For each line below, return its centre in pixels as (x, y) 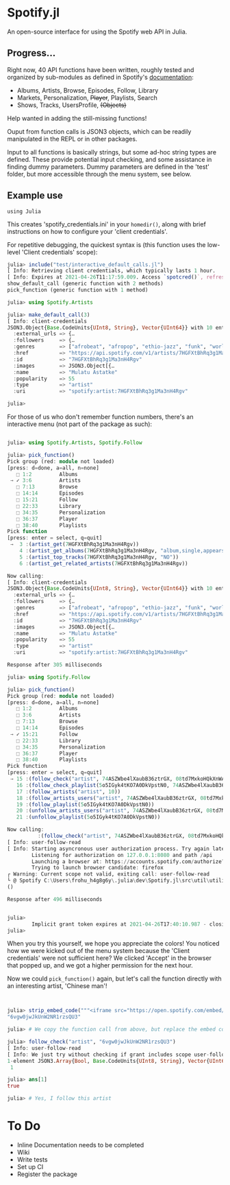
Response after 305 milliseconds (55, 665)
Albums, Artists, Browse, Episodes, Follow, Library (88, 90)
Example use (35, 196)
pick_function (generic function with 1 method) (78, 290)
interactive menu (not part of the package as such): (80, 424)
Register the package (47, 1174)
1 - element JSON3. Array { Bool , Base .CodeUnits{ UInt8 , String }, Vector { (108, 1061)
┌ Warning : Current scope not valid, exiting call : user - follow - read (108, 874)
